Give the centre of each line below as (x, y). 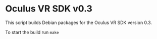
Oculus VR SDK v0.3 (49, 9)
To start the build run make (32, 32)
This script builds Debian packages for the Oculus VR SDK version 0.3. (79, 22)
